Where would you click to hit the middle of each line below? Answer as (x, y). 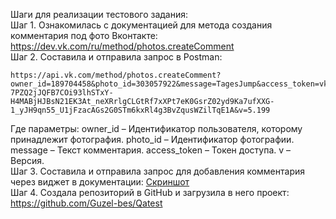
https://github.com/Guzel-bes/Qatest (86, 203)
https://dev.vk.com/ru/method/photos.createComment (122, 46)
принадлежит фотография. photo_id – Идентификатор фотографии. (152, 139)
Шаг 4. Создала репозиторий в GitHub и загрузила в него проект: (150, 192)
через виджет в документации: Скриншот (100, 182)
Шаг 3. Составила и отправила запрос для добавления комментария (157, 171)
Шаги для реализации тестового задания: (99, 14)
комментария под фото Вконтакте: (84, 35)
